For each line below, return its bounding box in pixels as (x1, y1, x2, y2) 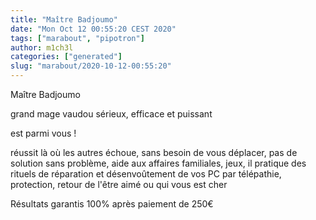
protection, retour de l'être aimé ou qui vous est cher (10, 179, 228, 190)
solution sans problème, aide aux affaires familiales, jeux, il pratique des (10, 157, 307, 169)
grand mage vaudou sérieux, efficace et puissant (10, 108, 213, 120)
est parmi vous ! (10, 127, 77, 139)
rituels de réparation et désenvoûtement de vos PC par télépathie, (10, 168, 282, 180)
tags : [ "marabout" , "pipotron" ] (10, 33, 145, 43)
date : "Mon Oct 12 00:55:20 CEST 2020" (10, 24, 177, 34)
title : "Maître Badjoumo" (10, 14, 118, 25)
